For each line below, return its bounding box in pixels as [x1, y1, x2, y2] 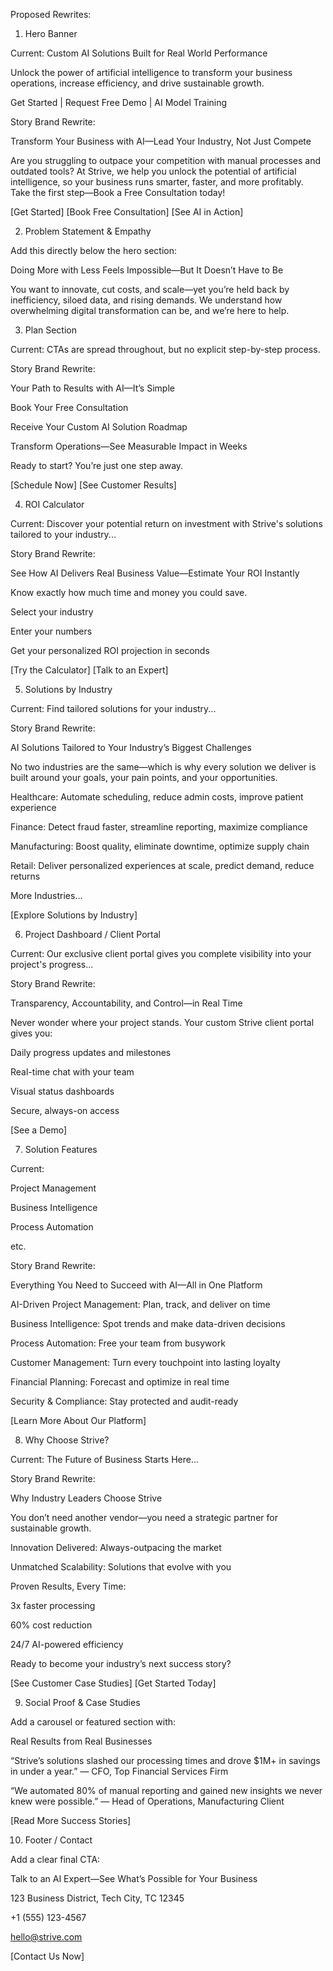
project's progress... [10, 959, 94, 970]
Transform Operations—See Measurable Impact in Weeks [10, 440, 248, 452]
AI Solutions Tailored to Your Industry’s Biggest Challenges [10, 742, 252, 753]
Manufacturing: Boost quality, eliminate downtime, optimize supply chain [10, 840, 310, 852]
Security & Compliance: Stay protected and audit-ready [10, 1395, 239, 1407]
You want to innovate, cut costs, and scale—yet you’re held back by [10, 284, 290, 295]
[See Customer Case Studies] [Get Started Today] [10, 1677, 217, 1689]
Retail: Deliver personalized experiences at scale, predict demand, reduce [10, 860, 315, 871]
